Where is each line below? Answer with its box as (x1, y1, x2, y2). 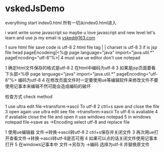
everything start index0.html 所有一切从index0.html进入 (5, 20, 117, 25)
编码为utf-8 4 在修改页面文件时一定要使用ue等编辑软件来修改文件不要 (18, 77, 158, 83)
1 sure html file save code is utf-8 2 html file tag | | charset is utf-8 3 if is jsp (5, 44, 158, 50)
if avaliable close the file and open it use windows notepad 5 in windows (5, 114, 151, 120)
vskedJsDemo (5, 3, 65, 14)
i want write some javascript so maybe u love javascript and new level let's (5, 29, 156, 35)
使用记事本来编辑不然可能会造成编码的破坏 (5, 83, 91, 89)
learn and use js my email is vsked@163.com (5, 35, 95, 41)
